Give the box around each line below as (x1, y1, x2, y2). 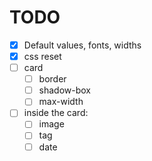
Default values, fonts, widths (23, 39, 142, 51)
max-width (38, 96, 84, 108)
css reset (23, 51, 62, 62)
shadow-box (38, 84, 92, 96)
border (38, 73, 67, 85)
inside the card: (23, 107, 89, 119)
